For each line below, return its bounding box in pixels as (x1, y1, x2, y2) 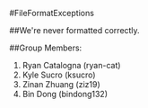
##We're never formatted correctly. (9, 25, 141, 35)
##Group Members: (9, 42, 83, 53)
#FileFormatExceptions (9, 8, 94, 18)
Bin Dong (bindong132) (22, 89, 109, 99)
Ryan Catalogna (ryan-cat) (22, 60, 121, 70)
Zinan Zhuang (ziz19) (22, 79, 100, 89)
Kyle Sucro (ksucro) (22, 69, 96, 80)
